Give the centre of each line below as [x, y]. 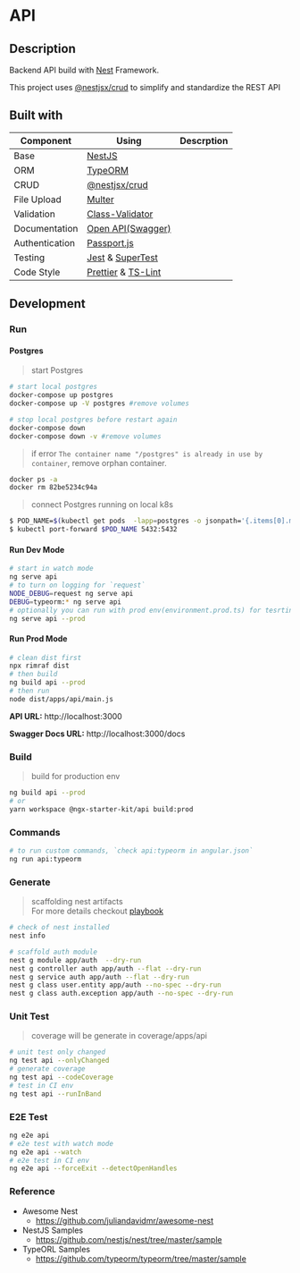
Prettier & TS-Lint [124, 272]
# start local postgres [54, 387]
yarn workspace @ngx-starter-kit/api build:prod [101, 809]
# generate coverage [48, 1069]
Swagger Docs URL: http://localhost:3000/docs [97, 734]
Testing [29, 258]
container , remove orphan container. [99, 463]
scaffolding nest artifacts [77, 902]
